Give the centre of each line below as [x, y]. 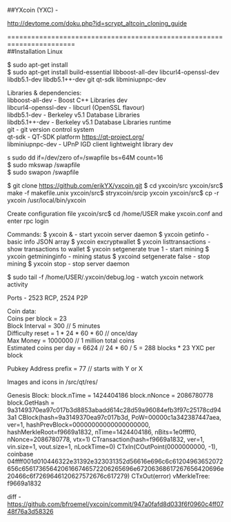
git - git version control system [51, 129]
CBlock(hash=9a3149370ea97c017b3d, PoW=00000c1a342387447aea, [120, 417]
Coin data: [22, 311]
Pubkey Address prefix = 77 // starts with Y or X [75, 368]
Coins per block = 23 [37, 318]
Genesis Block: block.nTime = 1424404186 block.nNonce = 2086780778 [110, 395]
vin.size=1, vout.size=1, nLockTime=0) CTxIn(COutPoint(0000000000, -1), [112, 447]
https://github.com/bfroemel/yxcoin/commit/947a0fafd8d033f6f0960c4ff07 [115, 504]
